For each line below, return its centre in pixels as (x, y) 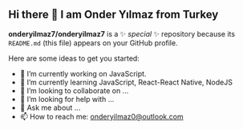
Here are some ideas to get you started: (74, 58)
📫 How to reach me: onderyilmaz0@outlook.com (101, 116)
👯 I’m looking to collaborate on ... (74, 90)
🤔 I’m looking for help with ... (67, 99)
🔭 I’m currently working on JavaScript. (83, 73)
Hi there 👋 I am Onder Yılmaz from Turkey (113, 15)
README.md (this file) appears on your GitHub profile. (93, 43)
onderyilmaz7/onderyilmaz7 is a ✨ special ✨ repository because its (121, 33)
